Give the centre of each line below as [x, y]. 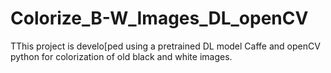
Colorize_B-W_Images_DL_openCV [159, 18]
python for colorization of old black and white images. [121, 56]
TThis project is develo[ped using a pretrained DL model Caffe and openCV [165, 46]
